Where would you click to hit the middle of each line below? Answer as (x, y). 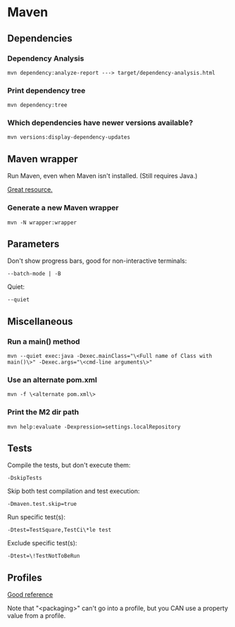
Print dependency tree (46, 90)
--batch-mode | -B (34, 274)
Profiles (25, 577)
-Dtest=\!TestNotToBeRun (44, 556)
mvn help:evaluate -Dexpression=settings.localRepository (94, 427)
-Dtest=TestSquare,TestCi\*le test (59, 530)
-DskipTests (25, 478)
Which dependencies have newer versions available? (100, 123)
